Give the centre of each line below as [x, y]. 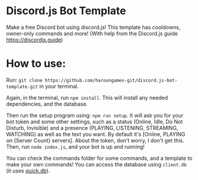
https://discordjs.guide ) [35, 40]
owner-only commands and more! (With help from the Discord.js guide [92, 33]
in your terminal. [59, 86]
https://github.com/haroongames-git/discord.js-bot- [111, 80]
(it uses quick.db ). [28, 171]
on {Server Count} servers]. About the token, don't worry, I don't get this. [95, 140]
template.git [22, 87]
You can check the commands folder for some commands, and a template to [99, 158]
